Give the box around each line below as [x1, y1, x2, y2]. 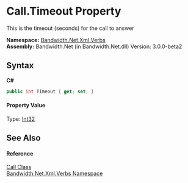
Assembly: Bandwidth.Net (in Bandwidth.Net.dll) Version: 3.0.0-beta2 [6, 43, 183, 50]
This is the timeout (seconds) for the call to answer [6, 24, 134, 32]
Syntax [6, 60, 34, 71]
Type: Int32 [6, 115, 35, 123]
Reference [6, 149, 34, 157]
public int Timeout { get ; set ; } [6, 88, 95, 95]
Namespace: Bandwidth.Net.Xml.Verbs [6, 36, 106, 43]
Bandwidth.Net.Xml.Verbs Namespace [6, 170, 103, 178]
